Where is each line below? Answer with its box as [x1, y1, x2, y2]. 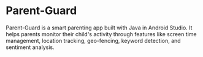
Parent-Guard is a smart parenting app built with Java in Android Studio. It [6, 24, 193, 31]
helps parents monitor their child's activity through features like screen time [6, 30, 197, 37]
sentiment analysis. [6, 44, 55, 51]
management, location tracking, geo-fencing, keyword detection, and [6, 37, 182, 44]
